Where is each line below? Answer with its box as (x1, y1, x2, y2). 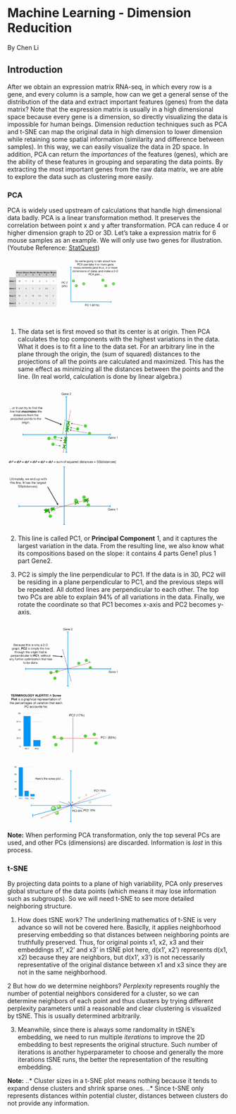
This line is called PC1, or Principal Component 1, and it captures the (17, 534, 218, 543)
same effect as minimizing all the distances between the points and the (17, 365, 224, 373)
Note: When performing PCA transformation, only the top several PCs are (7, 830, 221, 839)
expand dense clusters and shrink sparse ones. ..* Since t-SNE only (7, 1084, 204, 1093)
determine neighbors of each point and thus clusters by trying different (7, 997, 213, 1005)
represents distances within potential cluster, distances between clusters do (7, 1091, 228, 1100)
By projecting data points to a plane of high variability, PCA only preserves (7, 880, 223, 888)
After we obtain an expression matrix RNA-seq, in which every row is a (7, 83, 213, 91)
